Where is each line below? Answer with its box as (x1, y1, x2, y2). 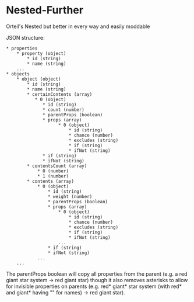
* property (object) (16, 50, 66, 56)
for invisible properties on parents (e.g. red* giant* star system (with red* (6, 283, 182, 290)
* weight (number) (47, 193, 93, 199)
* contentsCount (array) (27, 163, 87, 169)
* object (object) (16, 76, 61, 82)
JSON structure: (6, 34, 45, 41)
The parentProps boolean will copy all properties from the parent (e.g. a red (6, 270, 188, 277)
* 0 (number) (37, 168, 69, 174)
